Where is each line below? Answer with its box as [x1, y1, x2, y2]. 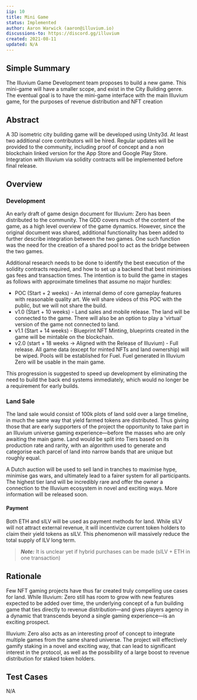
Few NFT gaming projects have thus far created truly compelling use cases [6, 587, 188, 594]
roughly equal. [6, 454, 41, 462]
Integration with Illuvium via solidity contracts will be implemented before [6, 156, 183, 163]
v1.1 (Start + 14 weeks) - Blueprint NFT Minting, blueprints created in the [14, 327, 189, 334]
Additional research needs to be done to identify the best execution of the [6, 259, 185, 266]
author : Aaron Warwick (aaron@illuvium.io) [6, 25, 115, 31]
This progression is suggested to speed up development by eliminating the [6, 370, 187, 377]
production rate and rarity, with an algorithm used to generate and [6, 442, 166, 449]
